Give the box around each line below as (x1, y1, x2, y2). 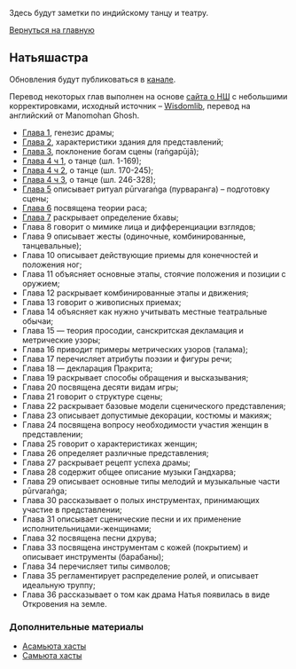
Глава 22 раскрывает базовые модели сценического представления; (21, 400, 286, 411)
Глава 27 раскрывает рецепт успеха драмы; (21, 457, 191, 468)
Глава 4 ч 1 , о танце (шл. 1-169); (21, 155, 142, 166)
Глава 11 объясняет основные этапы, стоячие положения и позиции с (21, 268, 286, 279)
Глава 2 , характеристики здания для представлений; (21, 137, 224, 147)
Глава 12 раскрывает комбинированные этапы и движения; (21, 287, 249, 298)
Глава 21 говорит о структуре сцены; (21, 390, 163, 402)
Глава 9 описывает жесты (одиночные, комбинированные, (21, 231, 246, 241)
